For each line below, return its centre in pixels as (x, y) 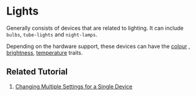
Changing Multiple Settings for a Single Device (74, 86)
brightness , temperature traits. (45, 52)
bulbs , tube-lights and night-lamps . (52, 34)
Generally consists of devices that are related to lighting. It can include (95, 28)
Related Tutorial (37, 72)
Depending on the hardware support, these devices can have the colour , (98, 46)
